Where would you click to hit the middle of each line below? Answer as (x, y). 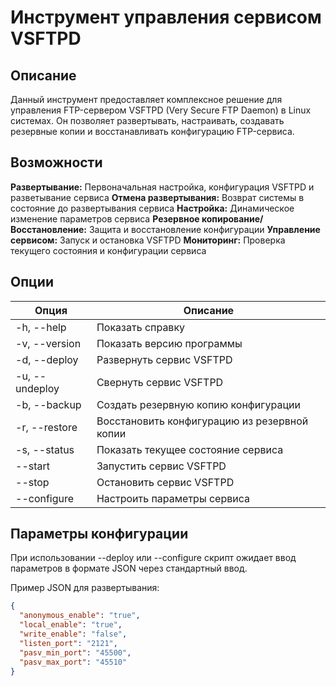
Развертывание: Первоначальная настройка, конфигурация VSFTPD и (162, 187)
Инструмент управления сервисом (166, 17)
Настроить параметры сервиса (173, 498)
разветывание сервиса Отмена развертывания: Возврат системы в (157, 197)
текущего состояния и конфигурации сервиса (108, 250)
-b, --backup (48, 404)
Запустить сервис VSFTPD (161, 466)
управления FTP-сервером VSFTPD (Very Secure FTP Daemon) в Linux (161, 110)
